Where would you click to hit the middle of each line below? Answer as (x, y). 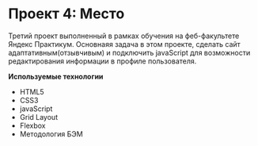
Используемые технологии (56, 76)
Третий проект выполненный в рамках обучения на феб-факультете (124, 36)
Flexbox (32, 125)
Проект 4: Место (66, 14)
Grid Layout (38, 117)
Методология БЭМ (51, 134)
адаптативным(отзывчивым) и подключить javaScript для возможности (129, 52)
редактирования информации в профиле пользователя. (102, 61)
